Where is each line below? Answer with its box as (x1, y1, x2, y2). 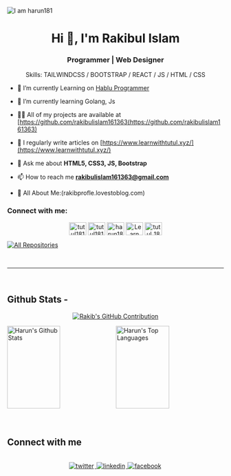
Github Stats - (7, 294, 69, 305)
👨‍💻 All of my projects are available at (16, 111, 122, 119)
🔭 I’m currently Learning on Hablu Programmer (16, 84, 150, 92)
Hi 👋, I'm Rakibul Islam (51, 31, 180, 46)
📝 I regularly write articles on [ (16, 138, 103, 147)
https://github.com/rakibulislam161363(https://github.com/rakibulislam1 (19, 118, 221, 127)
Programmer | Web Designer (67, 55, 164, 65)
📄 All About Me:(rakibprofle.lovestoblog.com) (16, 189, 146, 197)
